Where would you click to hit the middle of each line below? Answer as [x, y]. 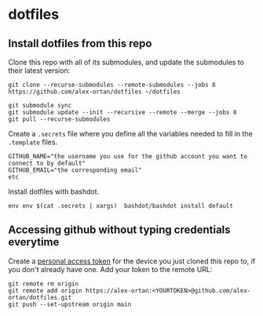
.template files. [33, 142]
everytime [34, 242]
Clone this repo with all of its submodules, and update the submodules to [126, 62]
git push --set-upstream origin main [70, 304]
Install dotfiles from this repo [80, 44]
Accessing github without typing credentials [119, 230]
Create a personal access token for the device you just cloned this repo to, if [132, 261]
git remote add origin [45, 291]
